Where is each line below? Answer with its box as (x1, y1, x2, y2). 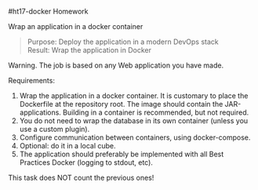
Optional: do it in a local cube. (19, 141, 116, 150)
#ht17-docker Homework (8, 7, 89, 16)
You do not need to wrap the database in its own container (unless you (19, 116, 249, 125)
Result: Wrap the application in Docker (27, 46, 151, 54)
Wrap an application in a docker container (8, 22, 144, 31)
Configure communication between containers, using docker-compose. (19, 133, 251, 142)
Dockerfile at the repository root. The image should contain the (19, 100, 223, 108)
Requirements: (8, 76, 55, 85)
